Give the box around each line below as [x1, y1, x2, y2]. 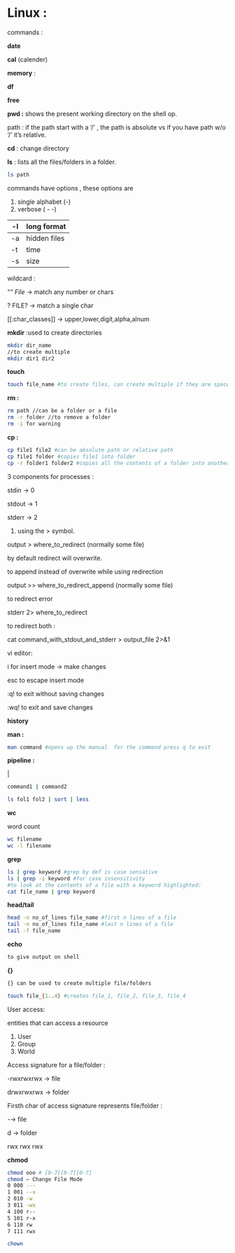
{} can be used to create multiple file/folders [7, 979, 152, 987]
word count [7, 822, 41, 831]
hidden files [26, 233, 65, 243]
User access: [7, 1005, 45, 1013]
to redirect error [7, 594, 54, 603]
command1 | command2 [7, 783, 68, 791]
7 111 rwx [7, 1228, 36, 1235]
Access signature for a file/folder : [7, 1060, 106, 1069]
